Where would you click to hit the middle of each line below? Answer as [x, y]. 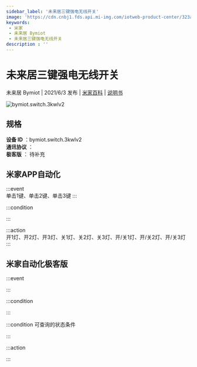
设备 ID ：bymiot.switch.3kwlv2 [44, 139]
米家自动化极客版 [37, 264]
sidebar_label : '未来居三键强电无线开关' [52, 11]
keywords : [18, 22]
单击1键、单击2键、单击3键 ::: [42, 196]
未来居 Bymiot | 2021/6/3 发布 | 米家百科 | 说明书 [64, 92]
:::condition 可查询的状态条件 [41, 325]
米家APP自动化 [33, 175]
